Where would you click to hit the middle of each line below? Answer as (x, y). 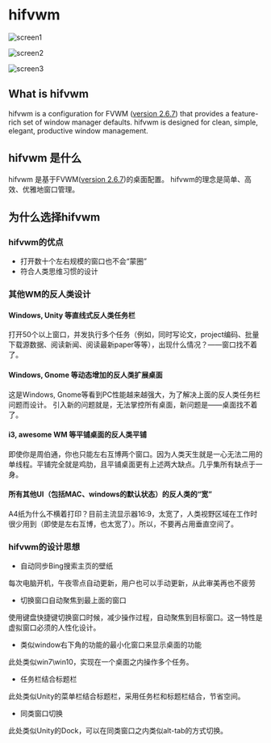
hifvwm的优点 (36, 242)
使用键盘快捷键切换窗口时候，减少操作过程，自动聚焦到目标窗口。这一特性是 (135, 618)
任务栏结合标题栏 (48, 679)
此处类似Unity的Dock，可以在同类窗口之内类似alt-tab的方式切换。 (118, 731)
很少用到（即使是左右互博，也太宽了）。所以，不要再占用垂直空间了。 (123, 524)
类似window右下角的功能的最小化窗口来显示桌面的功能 (111, 645)
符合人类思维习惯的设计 (59, 272)
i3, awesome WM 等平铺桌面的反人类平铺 (78, 435)
